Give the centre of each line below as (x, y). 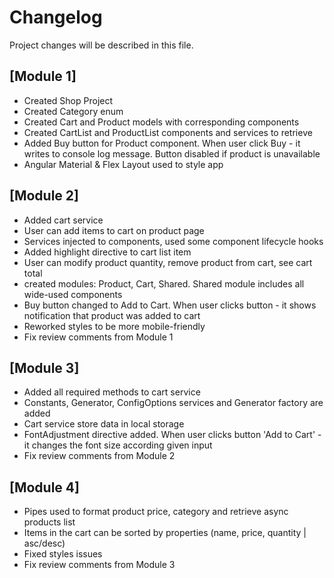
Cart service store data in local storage (104, 424)
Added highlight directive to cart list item (107, 252)
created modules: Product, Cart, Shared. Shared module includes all (164, 283)
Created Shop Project (68, 100)
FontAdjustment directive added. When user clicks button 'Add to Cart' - (172, 435)
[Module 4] (44, 487)
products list (49, 522)
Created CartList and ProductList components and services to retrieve (168, 132)
